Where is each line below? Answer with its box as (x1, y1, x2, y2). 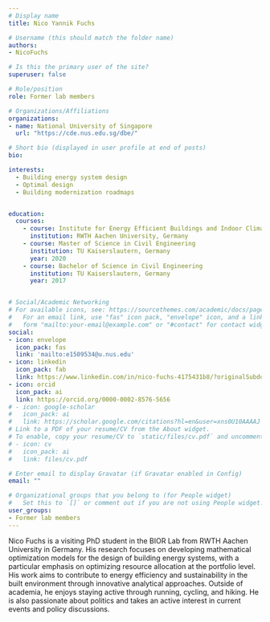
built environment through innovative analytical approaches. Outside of (8, 579, 243, 588)
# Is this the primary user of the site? (8, 63, 149, 71)
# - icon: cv (8, 440, 52, 448)
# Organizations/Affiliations (8, 107, 110, 115)
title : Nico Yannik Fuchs (8, 19, 95, 27)
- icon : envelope (8, 335, 67, 344)
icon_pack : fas (15, 343, 67, 352)
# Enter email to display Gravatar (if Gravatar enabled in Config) (8, 470, 243, 478)
